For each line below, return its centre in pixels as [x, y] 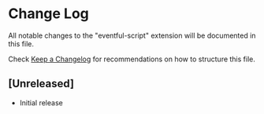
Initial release [41, 102]
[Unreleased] [41, 84]
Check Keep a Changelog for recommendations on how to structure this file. [132, 59]
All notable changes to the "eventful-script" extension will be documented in [132, 35]
